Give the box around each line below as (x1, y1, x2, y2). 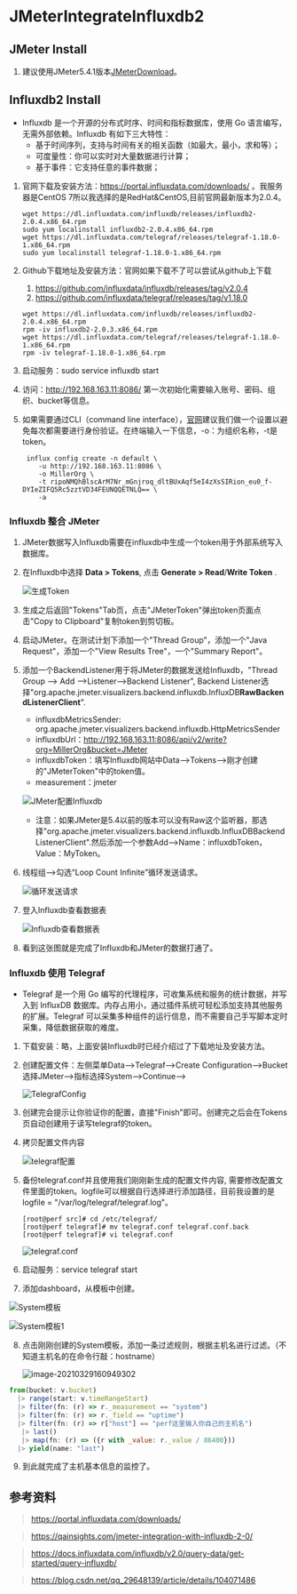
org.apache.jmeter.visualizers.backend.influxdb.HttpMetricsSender (35, 724, 281, 734)
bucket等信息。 (37, 395, 95, 405)
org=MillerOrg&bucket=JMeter (35, 744, 148, 755)
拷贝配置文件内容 (21, 1137, 85, 1148)
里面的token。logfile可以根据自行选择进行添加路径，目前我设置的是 (29, 1186, 275, 1197)
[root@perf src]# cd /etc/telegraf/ (21, 1215, 158, 1224)
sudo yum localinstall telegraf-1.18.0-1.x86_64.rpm (21, 248, 222, 257)
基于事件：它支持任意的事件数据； (35, 162, 160, 172)
